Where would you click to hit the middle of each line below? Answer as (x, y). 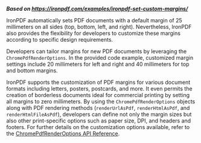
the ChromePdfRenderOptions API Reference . (63, 133)
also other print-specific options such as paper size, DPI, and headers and (99, 121)
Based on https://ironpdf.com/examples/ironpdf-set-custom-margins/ (97, 9)
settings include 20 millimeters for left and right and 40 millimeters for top (98, 64)
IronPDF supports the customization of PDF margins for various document (98, 82)
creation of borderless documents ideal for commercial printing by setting (98, 95)
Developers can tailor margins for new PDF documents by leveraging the (97, 51)
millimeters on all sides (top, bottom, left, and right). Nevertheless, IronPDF (99, 27)
